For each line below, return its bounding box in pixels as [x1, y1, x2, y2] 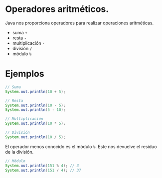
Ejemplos [5, 68, 44, 80]
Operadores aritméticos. [5, 3, 109, 15]
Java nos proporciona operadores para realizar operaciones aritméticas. [5, 20, 154, 26]
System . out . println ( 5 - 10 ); [5, 107, 66, 112]
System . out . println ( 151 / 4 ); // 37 [5, 168, 81, 173]
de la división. [5, 149, 34, 155]
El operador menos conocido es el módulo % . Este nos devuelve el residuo [5, 143, 157, 150]
